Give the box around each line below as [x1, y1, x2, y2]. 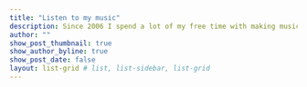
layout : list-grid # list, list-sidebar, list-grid [9, 64, 210, 73]
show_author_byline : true [9, 47, 108, 56]
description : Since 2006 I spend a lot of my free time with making [9, 22, 276, 31]
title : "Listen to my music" [9, 13, 121, 23]
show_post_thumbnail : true [9, 38, 112, 48]
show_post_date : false [9, 55, 96, 64]
